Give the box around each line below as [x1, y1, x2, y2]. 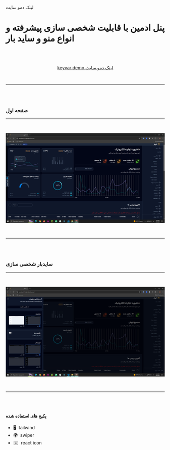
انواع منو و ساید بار [6, 33, 75, 44]
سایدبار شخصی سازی [6, 260, 53, 267]
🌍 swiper [13, 432, 35, 438]
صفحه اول [6, 107, 28, 114]
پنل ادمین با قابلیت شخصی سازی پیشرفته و [6, 22, 165, 33]
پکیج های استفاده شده [6, 413, 47, 419]
